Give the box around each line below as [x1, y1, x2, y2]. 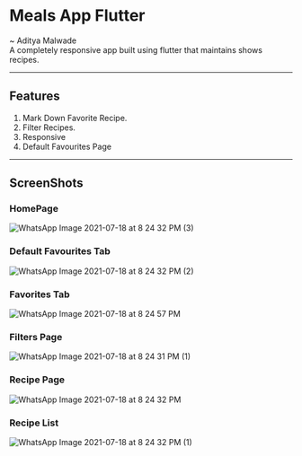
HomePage [9, 203, 58, 215]
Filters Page [9, 330, 63, 343]
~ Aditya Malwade [9, 35, 77, 46]
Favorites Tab [9, 288, 70, 301]
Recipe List [9, 417, 59, 429]
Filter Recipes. [22, 122, 76, 133]
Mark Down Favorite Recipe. [22, 112, 128, 123]
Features [9, 89, 60, 104]
